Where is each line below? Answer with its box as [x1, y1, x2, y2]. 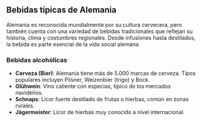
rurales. [15, 102, 35, 109]
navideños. [15, 89, 43, 96]
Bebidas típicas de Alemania [6, 5, 117, 15]
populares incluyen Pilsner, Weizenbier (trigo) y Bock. [15, 76, 150, 84]
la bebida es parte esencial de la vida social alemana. [6, 40, 140, 48]
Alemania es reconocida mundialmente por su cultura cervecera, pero [6, 21, 182, 28]
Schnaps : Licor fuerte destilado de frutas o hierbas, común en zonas [15, 96, 189, 103]
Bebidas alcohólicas [6, 56, 68, 64]
